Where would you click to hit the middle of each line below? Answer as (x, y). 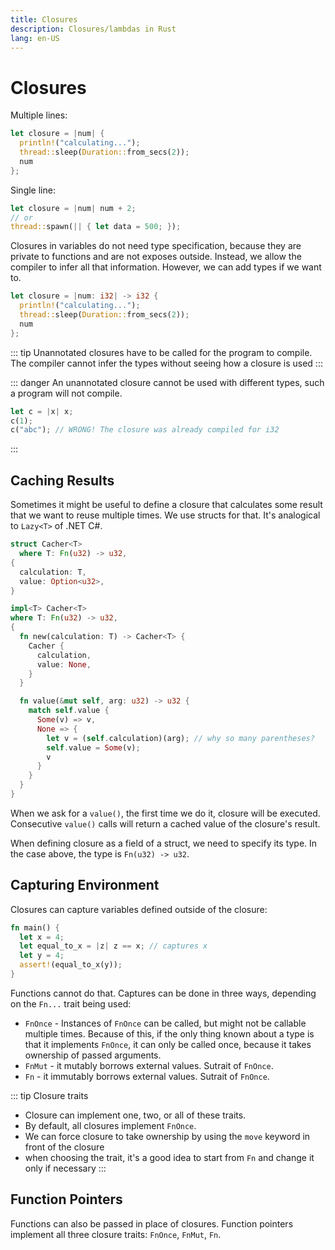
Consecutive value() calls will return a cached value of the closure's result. (165, 823)
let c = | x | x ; (42, 411)
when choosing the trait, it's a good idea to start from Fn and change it (169, 1157)
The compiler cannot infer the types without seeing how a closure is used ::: (166, 363)
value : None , (64, 664)
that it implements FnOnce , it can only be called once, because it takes (168, 1044)
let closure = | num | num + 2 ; (73, 208)
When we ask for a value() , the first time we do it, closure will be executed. (165, 813)
